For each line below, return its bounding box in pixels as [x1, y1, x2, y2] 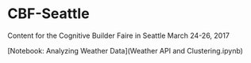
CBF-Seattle [7, 5, 90, 23]
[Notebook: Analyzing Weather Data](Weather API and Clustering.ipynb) [7, 46, 244, 55]
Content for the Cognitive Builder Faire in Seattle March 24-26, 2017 [7, 31, 230, 40]
